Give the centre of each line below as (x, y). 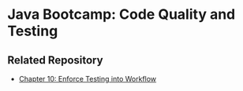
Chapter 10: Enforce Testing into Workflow (88, 79)
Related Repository (55, 60)
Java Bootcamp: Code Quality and (121, 15)
